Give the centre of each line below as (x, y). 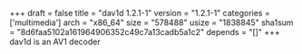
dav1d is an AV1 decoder (55, 41)
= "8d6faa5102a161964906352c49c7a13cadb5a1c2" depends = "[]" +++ (145, 32)
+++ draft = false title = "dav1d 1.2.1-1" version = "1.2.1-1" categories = (140, 13)
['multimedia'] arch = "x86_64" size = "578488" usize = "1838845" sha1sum (151, 22)
